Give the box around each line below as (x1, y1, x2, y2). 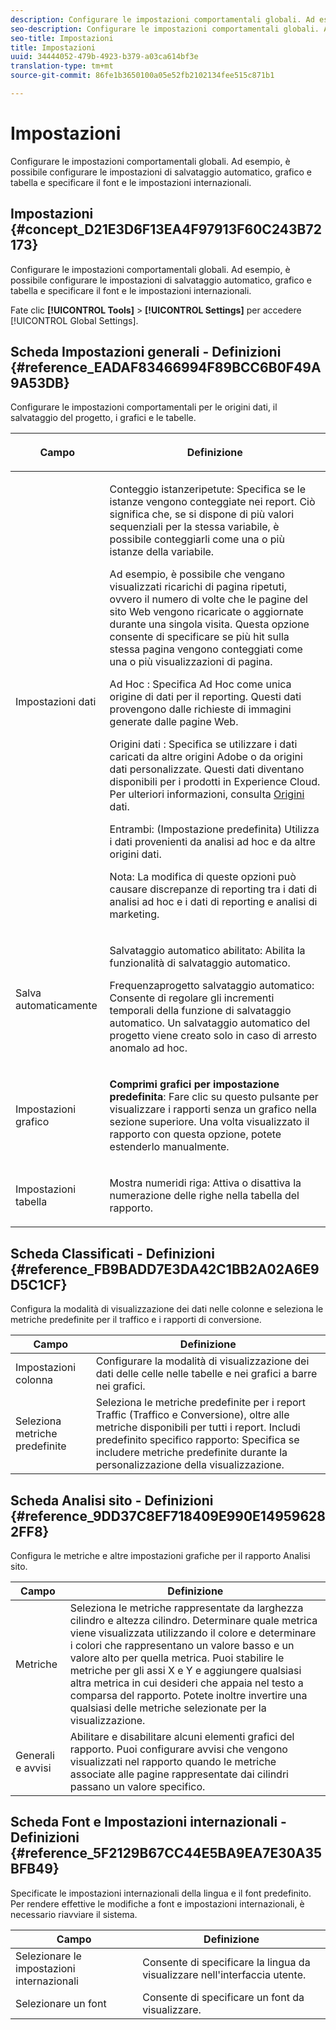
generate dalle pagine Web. (109, 715, 239, 729)
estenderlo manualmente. (109, 1140, 230, 1154)
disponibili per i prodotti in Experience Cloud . (109, 775, 321, 789)
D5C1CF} (10, 1276, 68, 1293)
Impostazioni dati (15, 695, 97, 709)
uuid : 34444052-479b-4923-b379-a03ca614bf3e (10, 52, 199, 62)
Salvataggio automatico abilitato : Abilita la (109, 944, 306, 958)
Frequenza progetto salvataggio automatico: (109, 979, 315, 993)
